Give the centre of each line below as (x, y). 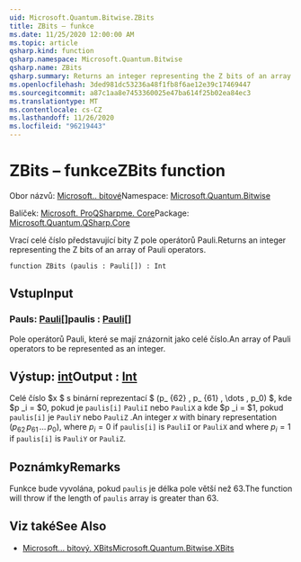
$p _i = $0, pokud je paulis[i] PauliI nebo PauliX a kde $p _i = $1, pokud (146, 408)
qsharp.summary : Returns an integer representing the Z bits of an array (150, 76)
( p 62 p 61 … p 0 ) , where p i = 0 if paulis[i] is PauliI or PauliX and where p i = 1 (150, 428)
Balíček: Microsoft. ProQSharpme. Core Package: (99, 213)
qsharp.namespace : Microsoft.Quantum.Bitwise (96, 59)
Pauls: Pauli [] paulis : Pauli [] (71, 319)
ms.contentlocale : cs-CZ (56, 110)
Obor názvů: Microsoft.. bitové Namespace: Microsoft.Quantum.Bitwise (140, 195)
